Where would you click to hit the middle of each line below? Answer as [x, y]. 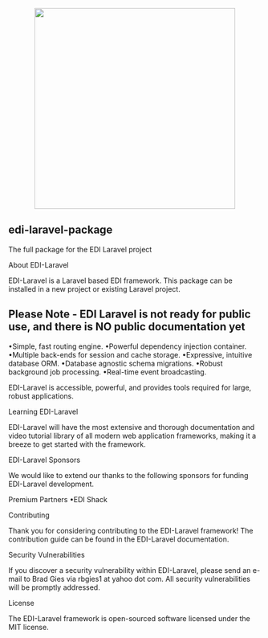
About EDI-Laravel [39, 264]
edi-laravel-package [61, 230]
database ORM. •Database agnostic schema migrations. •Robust [116, 363]
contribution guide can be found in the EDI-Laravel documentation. [119, 539]
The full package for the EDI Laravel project [80, 249]
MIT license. [29, 627]
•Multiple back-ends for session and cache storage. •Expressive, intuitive [130, 354]
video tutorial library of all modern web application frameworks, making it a [132, 436]
